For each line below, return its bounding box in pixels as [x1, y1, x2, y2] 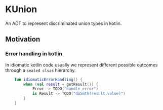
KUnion [5, 4, 37, 15]
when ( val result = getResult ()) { [23, 82, 99, 87]
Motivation [5, 35, 40, 44]
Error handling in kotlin [5, 50, 62, 57]
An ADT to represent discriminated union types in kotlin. [5, 20, 122, 26]
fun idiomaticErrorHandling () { [14, 77, 83, 82]
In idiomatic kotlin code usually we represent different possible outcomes [5, 62, 158, 68]
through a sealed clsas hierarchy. [5, 67, 76, 73]
